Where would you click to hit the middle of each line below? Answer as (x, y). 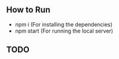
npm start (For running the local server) (64, 31)
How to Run (28, 10)
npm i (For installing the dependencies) (64, 24)
